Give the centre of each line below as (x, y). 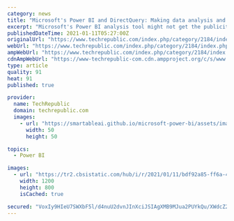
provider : (22, 98)
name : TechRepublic (42, 104)
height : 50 (41, 137)
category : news (29, 14)
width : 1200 (37, 181)
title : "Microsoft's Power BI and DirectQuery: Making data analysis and (117, 20)
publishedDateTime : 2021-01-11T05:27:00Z (68, 33)
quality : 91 (24, 72)
